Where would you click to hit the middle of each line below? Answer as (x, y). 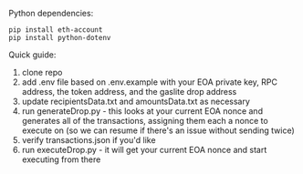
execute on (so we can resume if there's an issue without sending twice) (158, 130)
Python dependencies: (51, 13)
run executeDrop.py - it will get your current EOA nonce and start (144, 150)
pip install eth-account (56, 30)
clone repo (42, 72)
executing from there (61, 159)
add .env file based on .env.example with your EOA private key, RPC (149, 82)
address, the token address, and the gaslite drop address (129, 92)
